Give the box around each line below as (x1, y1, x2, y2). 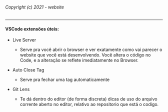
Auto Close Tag (12, 67, 44, 73)
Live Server (12, 37, 36, 43)
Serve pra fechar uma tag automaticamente (19, 76, 110, 82)
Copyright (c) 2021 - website (5, 4, 64, 10)
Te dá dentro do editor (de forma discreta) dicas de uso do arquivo (19, 96, 157, 102)
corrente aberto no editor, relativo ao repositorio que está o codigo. (19, 101, 159, 107)
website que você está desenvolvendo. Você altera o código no (19, 52, 151, 58)
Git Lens (12, 86, 30, 92)
